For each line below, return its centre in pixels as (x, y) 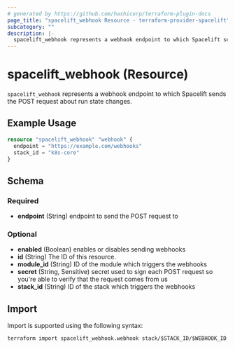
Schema (26, 180)
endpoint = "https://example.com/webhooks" (78, 146)
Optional (22, 234)
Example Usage (42, 123)
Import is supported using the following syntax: (75, 326)
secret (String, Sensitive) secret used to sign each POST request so (115, 272)
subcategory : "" (31, 27)
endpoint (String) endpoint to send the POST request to (98, 216)
